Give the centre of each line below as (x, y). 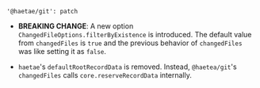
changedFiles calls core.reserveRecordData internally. (105, 75)
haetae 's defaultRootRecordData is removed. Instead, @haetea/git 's (128, 67)
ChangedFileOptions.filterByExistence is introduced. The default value (135, 34)
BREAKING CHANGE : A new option (76, 26)
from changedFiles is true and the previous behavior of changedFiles (130, 43)
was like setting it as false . (62, 51)
